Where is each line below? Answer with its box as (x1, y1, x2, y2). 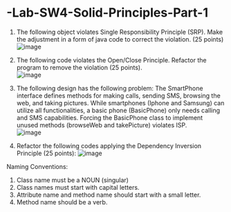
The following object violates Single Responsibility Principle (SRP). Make (16, 28, 223, 36)
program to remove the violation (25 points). (16, 63, 142, 71)
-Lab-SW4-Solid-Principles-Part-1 (6, 5, 209, 21)
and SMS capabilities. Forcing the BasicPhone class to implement (16, 113, 203, 122)
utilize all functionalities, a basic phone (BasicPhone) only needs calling (16, 106, 221, 114)
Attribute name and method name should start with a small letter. (16, 191, 201, 199)
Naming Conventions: (6, 162, 68, 170)
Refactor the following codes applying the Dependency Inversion (16, 141, 202, 150)
